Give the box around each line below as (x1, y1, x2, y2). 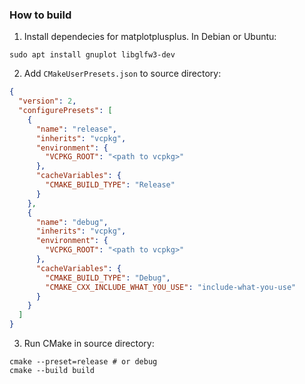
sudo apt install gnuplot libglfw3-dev (9, 50, 176, 60)
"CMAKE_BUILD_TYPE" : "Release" (45, 180, 176, 190)
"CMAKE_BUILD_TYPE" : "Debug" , (45, 273, 171, 283)
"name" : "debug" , (35, 217, 109, 227)
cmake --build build (9, 366, 96, 376)
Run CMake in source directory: (23, 338, 155, 350)
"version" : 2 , (18, 96, 77, 107)
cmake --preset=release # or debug (9, 357, 158, 367)
